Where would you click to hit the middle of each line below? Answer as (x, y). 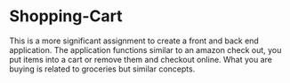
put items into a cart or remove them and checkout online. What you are (141, 59)
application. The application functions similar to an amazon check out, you (145, 49)
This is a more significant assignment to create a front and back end (134, 41)
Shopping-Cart (66, 16)
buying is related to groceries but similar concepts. (102, 69)
